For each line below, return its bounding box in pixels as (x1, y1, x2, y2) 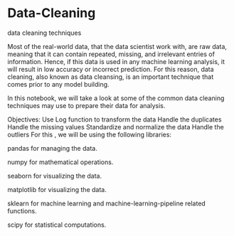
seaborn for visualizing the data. (7, 171, 102, 180)
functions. (7, 206, 37, 215)
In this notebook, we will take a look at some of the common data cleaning (7, 94, 225, 102)
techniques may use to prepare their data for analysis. (7, 101, 166, 109)
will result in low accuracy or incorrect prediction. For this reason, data (7, 65, 215, 73)
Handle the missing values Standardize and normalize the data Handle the (7, 122, 224, 131)
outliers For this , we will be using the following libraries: (7, 130, 172, 139)
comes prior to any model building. (7, 80, 110, 88)
